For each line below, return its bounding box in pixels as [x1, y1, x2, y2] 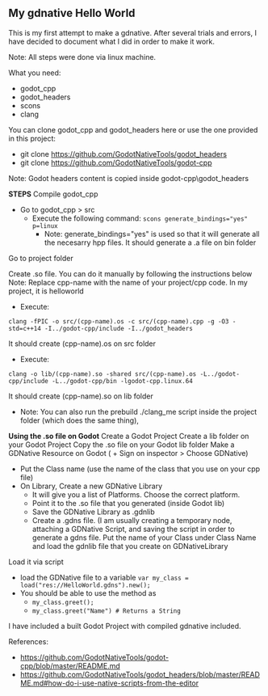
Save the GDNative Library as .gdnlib [31, 507, 155, 517]
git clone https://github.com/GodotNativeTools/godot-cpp [19, 158, 212, 167]
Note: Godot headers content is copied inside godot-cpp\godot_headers [8, 173, 249, 183]
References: [8, 636, 48, 646]
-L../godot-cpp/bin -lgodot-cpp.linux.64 [51, 377, 194, 385]
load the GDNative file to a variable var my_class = [19, 572, 189, 582]
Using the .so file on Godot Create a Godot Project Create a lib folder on [8, 431, 249, 441]
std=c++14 [8, 324, 42, 332]
